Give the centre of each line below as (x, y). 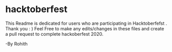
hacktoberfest (36, 9)
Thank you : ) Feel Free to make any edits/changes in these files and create (85, 28)
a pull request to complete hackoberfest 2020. (54, 34)
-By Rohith (17, 43)
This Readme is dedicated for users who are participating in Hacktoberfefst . (86, 23)
